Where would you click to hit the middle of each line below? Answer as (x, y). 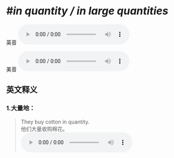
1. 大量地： (21, 109)
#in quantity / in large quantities (87, 11)
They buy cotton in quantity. (55, 122)
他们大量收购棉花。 (44, 129)
